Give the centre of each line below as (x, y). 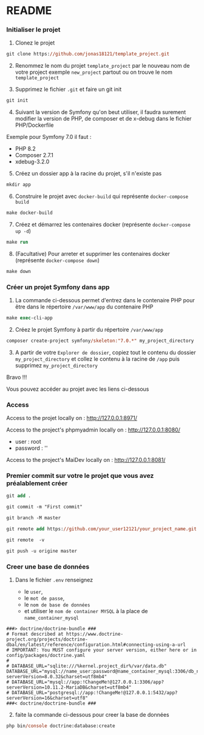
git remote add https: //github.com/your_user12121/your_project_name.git (102, 529)
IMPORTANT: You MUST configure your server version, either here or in (104, 650)
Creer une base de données (48, 566)
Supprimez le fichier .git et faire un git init (68, 90)
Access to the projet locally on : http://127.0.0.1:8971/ (72, 418)
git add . (19, 496)
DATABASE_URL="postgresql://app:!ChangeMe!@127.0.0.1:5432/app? (95, 692)
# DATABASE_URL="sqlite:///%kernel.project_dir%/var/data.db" (87, 666)
